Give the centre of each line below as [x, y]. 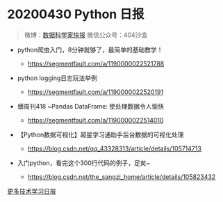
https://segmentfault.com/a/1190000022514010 [96, 120]
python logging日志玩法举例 [57, 78]
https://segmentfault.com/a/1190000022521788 [96, 63]
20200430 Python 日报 [76, 14]
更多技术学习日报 [32, 191]
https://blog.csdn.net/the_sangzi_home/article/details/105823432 [122, 177]
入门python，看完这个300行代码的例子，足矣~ [84, 163]
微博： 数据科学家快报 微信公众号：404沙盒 [86, 35]
